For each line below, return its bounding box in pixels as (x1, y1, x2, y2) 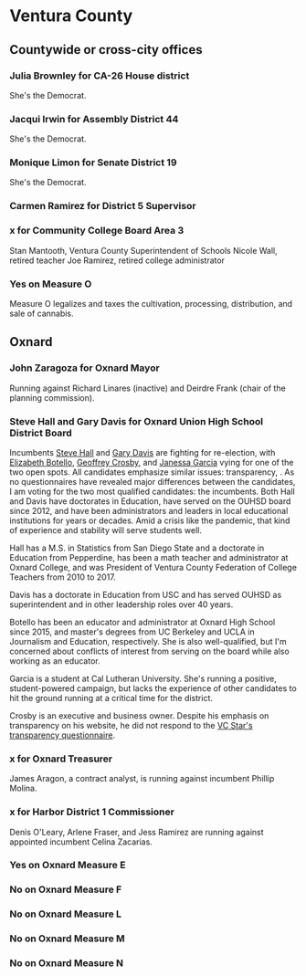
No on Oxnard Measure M (9, 932, 125, 945)
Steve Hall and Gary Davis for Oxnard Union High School (9, 415, 263, 427)
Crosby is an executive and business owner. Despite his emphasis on (9, 709, 269, 721)
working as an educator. (9, 655, 100, 666)
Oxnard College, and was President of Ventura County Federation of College (9, 561, 297, 572)
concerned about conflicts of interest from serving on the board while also (9, 645, 290, 656)
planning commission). (9, 392, 95, 403)
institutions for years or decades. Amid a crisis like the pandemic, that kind (9, 515, 290, 526)
